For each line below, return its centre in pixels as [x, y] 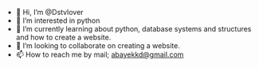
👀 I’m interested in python [58, 20]
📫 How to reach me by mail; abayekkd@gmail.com [100, 54]
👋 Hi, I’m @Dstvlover [49, 12]
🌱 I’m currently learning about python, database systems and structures [133, 29]
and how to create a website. [63, 37]
